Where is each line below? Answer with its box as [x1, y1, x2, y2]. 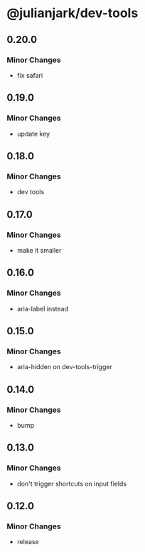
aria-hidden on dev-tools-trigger [16, 363, 113, 371]
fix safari [16, 71, 43, 79]
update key [16, 129, 50, 138]
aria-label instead [16, 304, 69, 313]
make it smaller [16, 246, 62, 254]
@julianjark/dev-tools [6, 5, 139, 21]
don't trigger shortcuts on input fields [16, 479, 127, 488]
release [16, 538, 40, 546]
